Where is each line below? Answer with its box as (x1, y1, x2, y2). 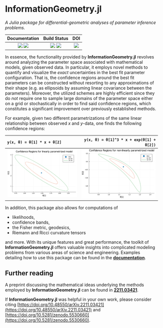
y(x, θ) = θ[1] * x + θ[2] (7, 140, 62, 145)
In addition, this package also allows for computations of (5, 205, 118, 211)
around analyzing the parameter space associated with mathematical (5, 59, 143, 65)
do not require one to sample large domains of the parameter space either (5, 96, 153, 101)
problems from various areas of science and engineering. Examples (5, 250, 141, 255)
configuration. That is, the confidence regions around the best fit (5, 75, 134, 81)
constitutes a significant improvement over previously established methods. (5, 106, 156, 112)
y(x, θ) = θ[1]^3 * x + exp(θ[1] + (84, 137, 156, 142)
